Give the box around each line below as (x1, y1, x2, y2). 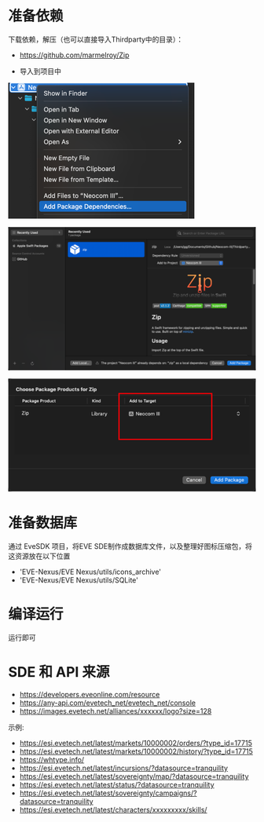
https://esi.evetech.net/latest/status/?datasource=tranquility (19, 780, 214, 790)
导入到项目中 (19, 66, 61, 75)
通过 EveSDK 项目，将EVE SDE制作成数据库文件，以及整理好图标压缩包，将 (8, 542, 253, 551)
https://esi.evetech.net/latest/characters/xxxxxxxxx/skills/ (19, 806, 207, 815)
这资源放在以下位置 (8, 551, 71, 561)
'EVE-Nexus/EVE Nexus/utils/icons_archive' (19, 567, 162, 577)
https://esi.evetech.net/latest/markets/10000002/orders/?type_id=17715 (19, 739, 253, 748)
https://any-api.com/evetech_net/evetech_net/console (19, 698, 196, 707)
